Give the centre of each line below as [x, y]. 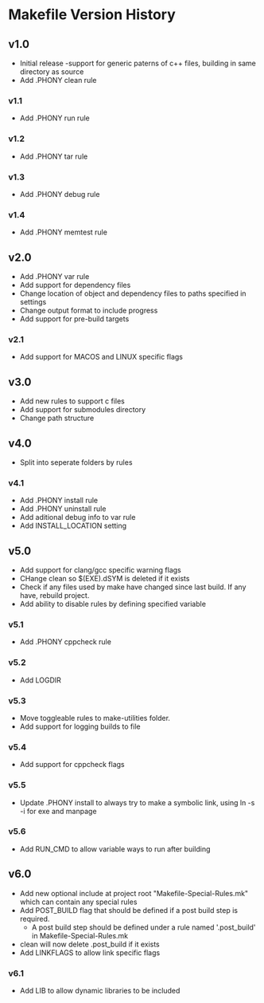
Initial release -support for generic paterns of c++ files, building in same [138, 63]
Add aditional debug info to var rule [78, 517]
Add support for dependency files [75, 285]
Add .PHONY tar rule [54, 156]
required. [35, 918]
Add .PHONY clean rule [58, 80]
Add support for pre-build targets [74, 319]
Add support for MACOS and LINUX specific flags [101, 357]
